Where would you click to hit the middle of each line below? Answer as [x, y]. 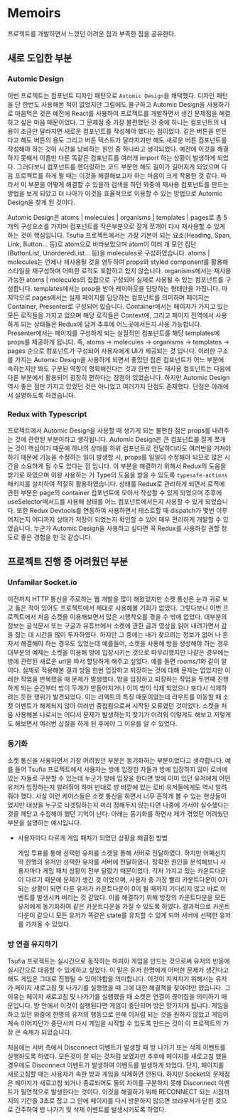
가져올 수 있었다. [48, 924]
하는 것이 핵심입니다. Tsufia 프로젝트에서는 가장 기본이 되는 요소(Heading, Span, [119, 235]
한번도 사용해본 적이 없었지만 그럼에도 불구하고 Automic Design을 [114, 104]
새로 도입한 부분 [40, 58]
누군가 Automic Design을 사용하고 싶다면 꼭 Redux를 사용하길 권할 [127, 528]
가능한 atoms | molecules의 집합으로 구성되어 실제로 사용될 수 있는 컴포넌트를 [115, 280]
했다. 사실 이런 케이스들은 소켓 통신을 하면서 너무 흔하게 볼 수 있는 [111, 796]
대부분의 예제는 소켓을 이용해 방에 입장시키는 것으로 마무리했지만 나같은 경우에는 [118, 652]
